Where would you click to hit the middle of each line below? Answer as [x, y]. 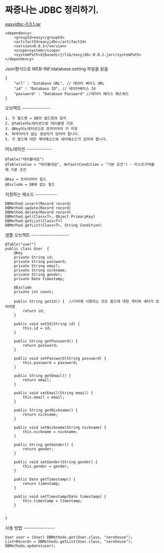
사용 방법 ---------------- [30, 528]
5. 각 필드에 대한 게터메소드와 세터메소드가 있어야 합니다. [56, 139]
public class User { [27, 249]
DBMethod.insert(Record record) [38, 203]
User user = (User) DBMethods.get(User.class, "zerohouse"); [69, 537]
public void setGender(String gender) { [56, 462]
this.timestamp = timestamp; [53, 501]
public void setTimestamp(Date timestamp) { [60, 496]
